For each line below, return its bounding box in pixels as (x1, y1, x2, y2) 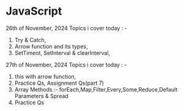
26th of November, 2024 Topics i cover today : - (6, 24, 128, 32)
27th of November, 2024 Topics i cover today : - (6, 61, 127, 68)
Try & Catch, (14, 36, 46, 43)
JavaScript (6, 4, 62, 18)
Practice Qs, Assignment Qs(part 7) (14, 79, 105, 87)
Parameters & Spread (14, 92, 68, 99)
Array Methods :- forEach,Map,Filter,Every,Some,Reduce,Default (14, 85, 178, 93)
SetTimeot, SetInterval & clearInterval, (14, 49, 111, 56)
